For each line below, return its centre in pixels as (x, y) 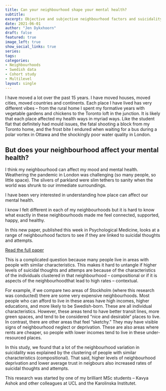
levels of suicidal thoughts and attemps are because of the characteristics (80, 270)
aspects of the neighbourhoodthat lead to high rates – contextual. (72, 281)
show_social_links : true (31, 47)
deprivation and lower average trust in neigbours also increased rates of (79, 363)
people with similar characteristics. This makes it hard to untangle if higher (81, 265)
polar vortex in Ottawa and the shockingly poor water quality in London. (78, 134)
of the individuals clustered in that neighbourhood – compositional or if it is (81, 276)
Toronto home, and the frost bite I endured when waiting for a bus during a (81, 129)
